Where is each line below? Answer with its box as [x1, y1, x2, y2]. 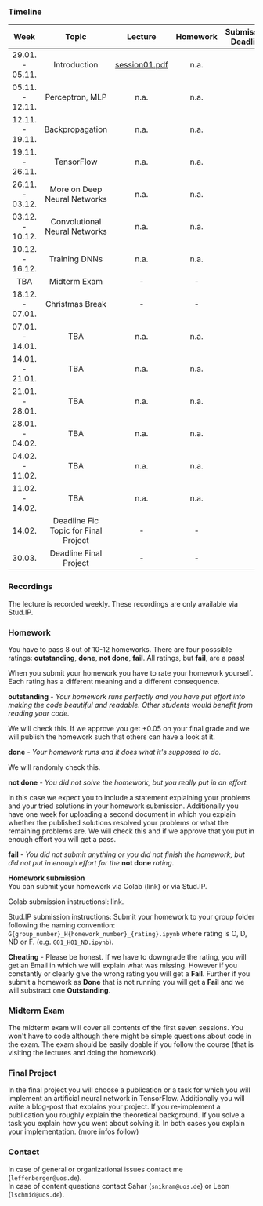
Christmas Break [45, 299, 107, 310]
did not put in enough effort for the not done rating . [8, 858, 175, 867]
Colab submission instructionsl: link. [8, 897, 124, 906]
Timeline [8, 6, 42, 17]
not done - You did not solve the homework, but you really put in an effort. [8, 778, 249, 787]
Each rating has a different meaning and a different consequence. [8, 676, 220, 686]
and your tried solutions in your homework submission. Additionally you [8, 801, 239, 811]
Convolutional [50, 217, 102, 228]
